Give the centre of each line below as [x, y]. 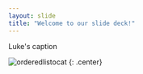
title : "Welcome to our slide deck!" [72, 23]
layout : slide [32, 16]
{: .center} [85, 62]
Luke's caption [33, 46]
